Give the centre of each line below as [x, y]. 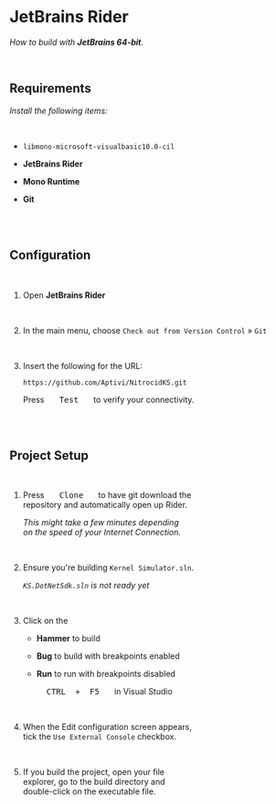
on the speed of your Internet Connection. [101, 533]
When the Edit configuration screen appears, [107, 727]
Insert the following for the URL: [83, 365]
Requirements [50, 89]
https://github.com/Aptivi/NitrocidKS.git [105, 382]
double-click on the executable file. [89, 791]
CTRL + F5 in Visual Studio [110, 692]
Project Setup [49, 455]
